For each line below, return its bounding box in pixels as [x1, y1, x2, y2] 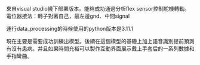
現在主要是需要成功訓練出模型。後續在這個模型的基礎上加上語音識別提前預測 [6, 38, 195, 44]
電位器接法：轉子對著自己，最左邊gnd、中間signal [6, 12, 130, 19]
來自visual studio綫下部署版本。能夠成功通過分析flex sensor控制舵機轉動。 [6, 5, 190, 12]
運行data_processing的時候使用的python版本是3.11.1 [6, 25, 133, 32]
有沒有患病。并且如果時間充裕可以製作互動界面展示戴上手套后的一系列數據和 [6, 45, 195, 52]
